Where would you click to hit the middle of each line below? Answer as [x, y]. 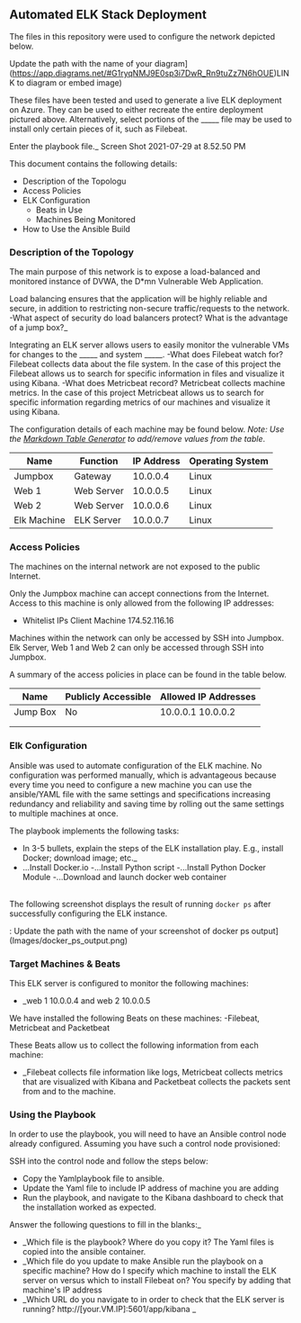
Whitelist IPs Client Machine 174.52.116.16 [98, 621]
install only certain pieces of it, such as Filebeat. [98, 129]
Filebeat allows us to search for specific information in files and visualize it [147, 373]
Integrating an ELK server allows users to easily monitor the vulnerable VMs [150, 345]
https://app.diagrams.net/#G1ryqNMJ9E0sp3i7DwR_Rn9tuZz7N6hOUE [143, 73]
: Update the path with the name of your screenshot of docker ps [129, 931]
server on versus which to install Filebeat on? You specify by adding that [157, 1281]
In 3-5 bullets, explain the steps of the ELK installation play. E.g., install [153, 848]
